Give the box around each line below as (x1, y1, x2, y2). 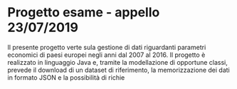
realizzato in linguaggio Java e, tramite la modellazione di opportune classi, (7, 58, 228, 66)
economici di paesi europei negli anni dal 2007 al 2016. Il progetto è (7, 51, 206, 59)
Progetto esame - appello (7, 4, 160, 21)
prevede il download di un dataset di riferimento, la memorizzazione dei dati (7, 66, 230, 74)
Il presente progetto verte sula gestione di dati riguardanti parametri (7, 43, 206, 51)
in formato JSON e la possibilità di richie (7, 73, 125, 82)
